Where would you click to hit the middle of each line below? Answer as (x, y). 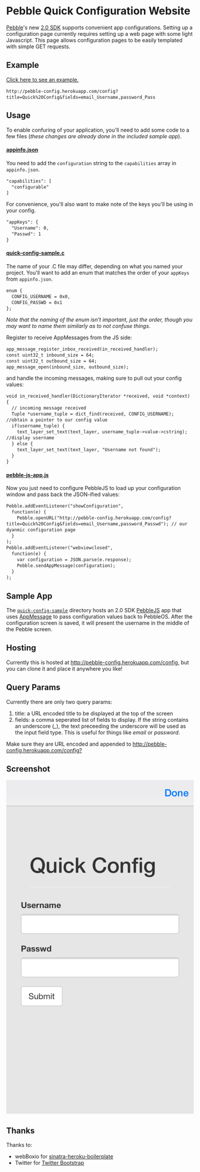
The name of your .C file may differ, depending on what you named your (95, 266)
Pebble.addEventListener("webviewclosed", (60, 548)
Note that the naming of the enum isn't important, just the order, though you (99, 320)
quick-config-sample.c (35, 253)
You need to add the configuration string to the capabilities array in (91, 163)
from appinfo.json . (29, 279)
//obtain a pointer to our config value (57, 420)
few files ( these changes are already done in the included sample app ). (94, 136)
